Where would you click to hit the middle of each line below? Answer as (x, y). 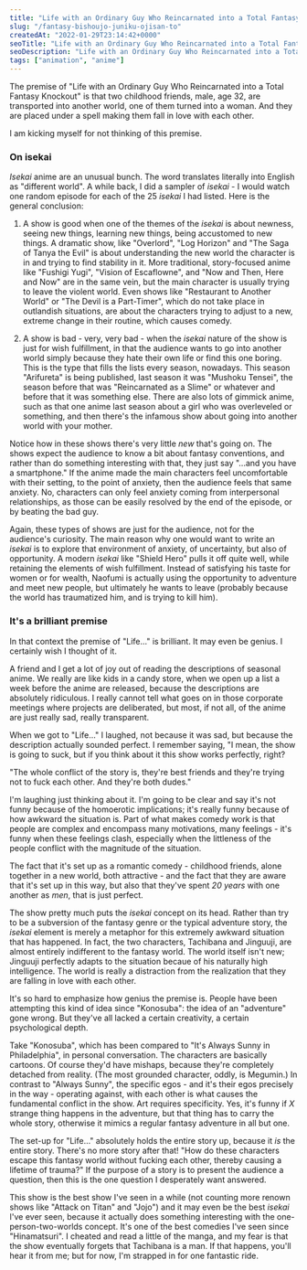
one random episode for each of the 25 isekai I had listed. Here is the (140, 197)
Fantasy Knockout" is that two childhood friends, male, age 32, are (135, 96)
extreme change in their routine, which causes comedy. (127, 321)
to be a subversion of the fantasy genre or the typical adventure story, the (148, 922)
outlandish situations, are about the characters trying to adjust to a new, (158, 311)
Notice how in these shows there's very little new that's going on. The (141, 443)
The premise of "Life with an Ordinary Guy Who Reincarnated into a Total (147, 86)
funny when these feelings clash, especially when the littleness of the (140, 838)
